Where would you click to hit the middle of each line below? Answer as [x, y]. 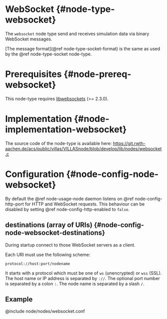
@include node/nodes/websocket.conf [45, 311]
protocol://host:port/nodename [38, 263]
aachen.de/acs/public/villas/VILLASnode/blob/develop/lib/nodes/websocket [83, 148]
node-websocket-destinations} [55, 233]
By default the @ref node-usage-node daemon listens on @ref [69, 198]
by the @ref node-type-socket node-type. [49, 54]
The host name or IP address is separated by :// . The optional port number [83, 278]
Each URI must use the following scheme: [48, 254]
